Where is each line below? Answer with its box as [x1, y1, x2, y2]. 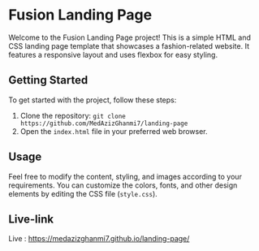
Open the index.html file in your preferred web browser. [19, 126, 209, 136]
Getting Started [8, 73, 88, 87]
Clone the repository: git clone [19, 110, 126, 120]
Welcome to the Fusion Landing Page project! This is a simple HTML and [8, 32, 252, 42]
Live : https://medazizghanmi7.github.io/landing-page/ [8, 234, 190, 244]
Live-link [8, 212, 54, 226]
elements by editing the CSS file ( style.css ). [8, 188, 158, 198]
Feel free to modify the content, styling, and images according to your [8, 171, 242, 181]
